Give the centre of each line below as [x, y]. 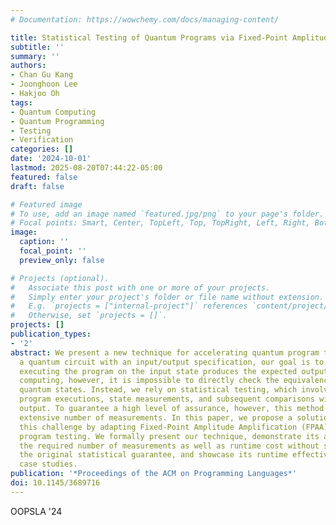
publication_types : [51, 334]
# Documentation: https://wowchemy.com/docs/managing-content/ [145, 19]
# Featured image [46, 204]
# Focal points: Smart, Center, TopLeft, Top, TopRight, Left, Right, [160, 223]
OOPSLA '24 [36, 511]
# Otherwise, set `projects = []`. [89, 316]
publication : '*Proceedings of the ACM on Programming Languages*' [154, 474]
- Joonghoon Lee [44, 84]
